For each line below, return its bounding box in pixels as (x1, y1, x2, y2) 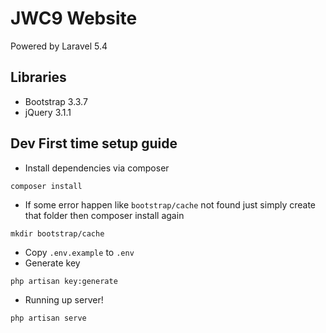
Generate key (24, 257, 81, 269)
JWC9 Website (10, 7, 138, 30)
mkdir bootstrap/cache (10, 228, 105, 239)
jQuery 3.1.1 (24, 106, 72, 118)
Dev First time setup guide (10, 135, 178, 152)
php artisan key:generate (10, 276, 118, 286)
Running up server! (24, 293, 104, 306)
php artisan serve (10, 313, 87, 323)
